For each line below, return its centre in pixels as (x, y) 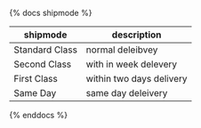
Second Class (43, 64)
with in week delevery (132, 64)
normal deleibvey (122, 50)
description (137, 35)
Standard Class (46, 50)
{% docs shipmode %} (51, 13)
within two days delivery (137, 79)
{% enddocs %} (39, 115)
